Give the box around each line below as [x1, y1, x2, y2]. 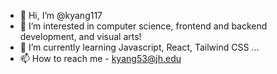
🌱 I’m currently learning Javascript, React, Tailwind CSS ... [19, 41, 260, 53]
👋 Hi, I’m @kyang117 [19, 10, 103, 21]
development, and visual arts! [19, 31, 142, 42]
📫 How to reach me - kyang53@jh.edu [19, 53, 182, 64]
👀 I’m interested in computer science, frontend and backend [19, 20, 268, 32]
